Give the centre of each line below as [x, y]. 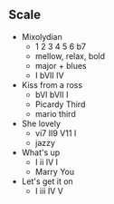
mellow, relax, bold [70, 56]
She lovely [41, 123]
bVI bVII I [52, 94]
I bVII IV [49, 75]
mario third [55, 113]
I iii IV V [49, 190]
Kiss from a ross [52, 84]
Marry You [54, 171]
